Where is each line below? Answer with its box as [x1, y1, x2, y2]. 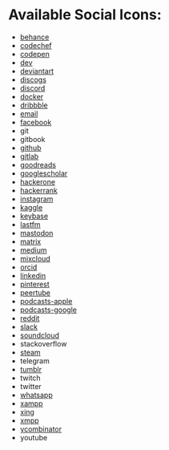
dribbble [19, 100, 48, 110]
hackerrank [19, 185, 58, 195]
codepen [19, 49, 50, 59]
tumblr [19, 364, 42, 374]
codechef [19, 40, 52, 50]
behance [19, 32, 50, 42]
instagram [19, 194, 54, 204]
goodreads [19, 160, 56, 169]
